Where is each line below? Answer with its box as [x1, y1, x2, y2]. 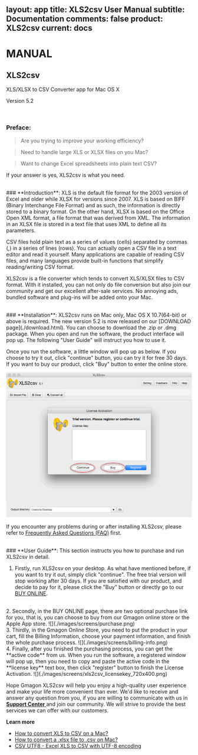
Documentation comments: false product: [6, 14, 163, 24]
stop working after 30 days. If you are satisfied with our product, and [14, 577, 182, 584]
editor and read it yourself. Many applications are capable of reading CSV [6, 250, 184, 258]
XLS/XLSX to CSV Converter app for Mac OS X [6, 86, 120, 93]
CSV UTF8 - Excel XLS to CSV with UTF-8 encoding [14, 742, 141, 749]
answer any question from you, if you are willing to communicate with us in [6, 694, 188, 701]
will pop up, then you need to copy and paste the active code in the [6, 658, 170, 665]
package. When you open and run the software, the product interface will [6, 330, 184, 337]
